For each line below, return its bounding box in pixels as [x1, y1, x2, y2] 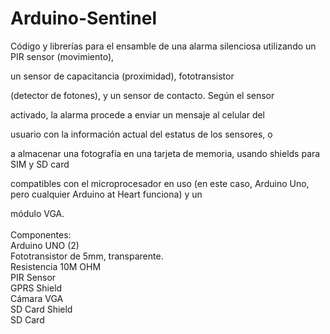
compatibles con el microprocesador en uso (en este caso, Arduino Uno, [10, 177, 310, 189]
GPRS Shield [10, 282, 63, 294]
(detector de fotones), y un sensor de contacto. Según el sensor [10, 89, 275, 101]
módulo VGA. [10, 207, 65, 219]
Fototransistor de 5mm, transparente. [10, 250, 164, 262]
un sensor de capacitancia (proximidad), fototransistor [10, 70, 235, 82]
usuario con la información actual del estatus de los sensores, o [10, 128, 273, 140]
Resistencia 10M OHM [10, 260, 102, 272]
